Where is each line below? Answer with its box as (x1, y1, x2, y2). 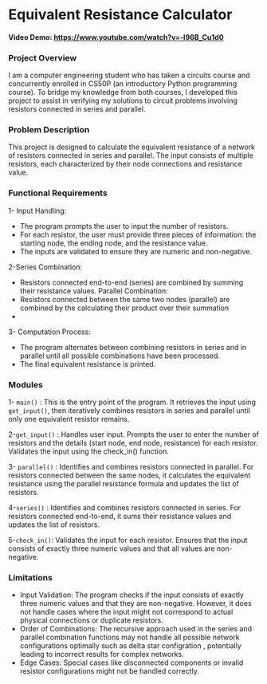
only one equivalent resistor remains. (8, 414, 130, 423)
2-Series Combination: (8, 261, 83, 272)
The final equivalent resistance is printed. (19, 359, 156, 368)
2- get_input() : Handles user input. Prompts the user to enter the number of (8, 429, 260, 439)
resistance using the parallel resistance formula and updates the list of (8, 478, 239, 488)
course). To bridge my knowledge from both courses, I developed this (8, 88, 238, 97)
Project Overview (8, 52, 77, 63)
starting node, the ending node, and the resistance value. (19, 238, 209, 248)
